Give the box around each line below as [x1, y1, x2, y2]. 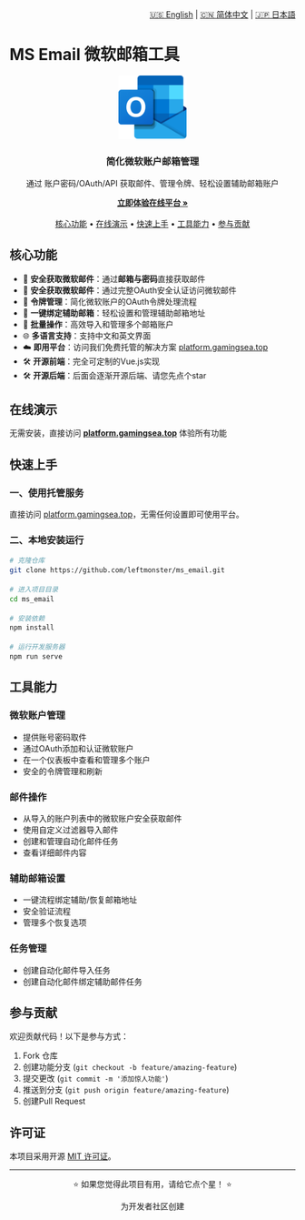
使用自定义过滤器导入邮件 [22, 824, 119, 835]
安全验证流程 [22, 906, 71, 917]
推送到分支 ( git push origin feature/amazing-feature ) [22, 1084, 230, 1095]
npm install [9, 623, 54, 632]
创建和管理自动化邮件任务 [22, 835, 119, 846]
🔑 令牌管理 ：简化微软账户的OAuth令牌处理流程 [22, 296, 197, 307]
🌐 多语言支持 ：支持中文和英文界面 [22, 330, 152, 341]
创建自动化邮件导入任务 [22, 964, 111, 975]
